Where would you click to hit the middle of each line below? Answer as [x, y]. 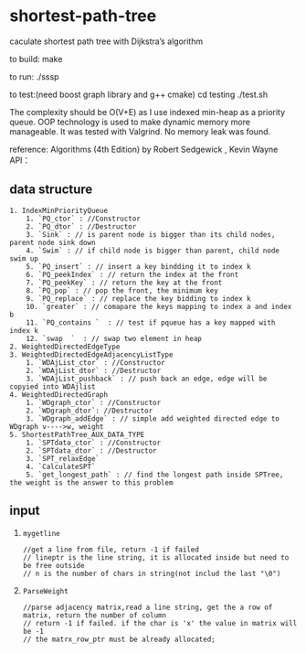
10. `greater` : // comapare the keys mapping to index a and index [159, 306]
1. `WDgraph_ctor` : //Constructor [94, 402]
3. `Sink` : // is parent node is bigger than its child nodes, [151, 234]
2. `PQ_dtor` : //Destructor [81, 226]
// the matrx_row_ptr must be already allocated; [119, 639]
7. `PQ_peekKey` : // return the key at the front [124, 283]
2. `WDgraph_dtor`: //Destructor [90, 411]
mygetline [42, 533]
